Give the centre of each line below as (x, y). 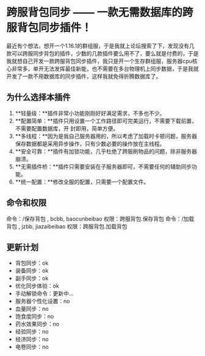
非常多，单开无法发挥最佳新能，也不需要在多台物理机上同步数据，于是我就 (105, 68)
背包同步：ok (32, 263)
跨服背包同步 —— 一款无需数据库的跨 (100, 12)
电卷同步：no (32, 347)
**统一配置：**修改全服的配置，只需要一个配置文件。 (82, 182)
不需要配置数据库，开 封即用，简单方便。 (67, 128)
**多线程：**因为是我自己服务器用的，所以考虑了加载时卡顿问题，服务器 (106, 136)
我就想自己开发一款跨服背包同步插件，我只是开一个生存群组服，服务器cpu (99, 61)
